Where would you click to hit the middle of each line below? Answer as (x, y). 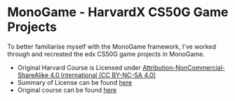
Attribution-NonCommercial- (184, 67)
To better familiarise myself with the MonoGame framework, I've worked (112, 46)
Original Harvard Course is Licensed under (79, 67)
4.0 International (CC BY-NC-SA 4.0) (103, 75)
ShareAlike (33, 75)
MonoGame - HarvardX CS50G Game (118, 12)
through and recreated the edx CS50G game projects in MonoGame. (106, 54)
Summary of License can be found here (75, 82)
